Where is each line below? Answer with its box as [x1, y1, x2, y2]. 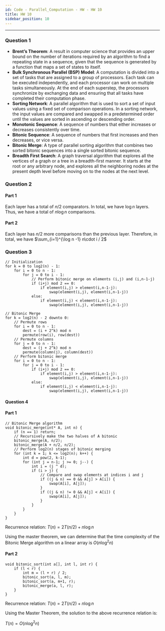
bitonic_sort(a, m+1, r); [23, 579, 76, 584]
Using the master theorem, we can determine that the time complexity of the [5, 534, 160, 540]
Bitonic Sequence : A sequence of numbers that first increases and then [12, 132, 159, 137]
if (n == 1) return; [14, 430, 56, 435]
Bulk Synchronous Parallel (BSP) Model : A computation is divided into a [12, 69, 159, 75]
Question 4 [5, 399, 28, 405]
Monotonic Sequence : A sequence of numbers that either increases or [12, 121, 156, 127]
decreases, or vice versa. [12, 137, 64, 143]
